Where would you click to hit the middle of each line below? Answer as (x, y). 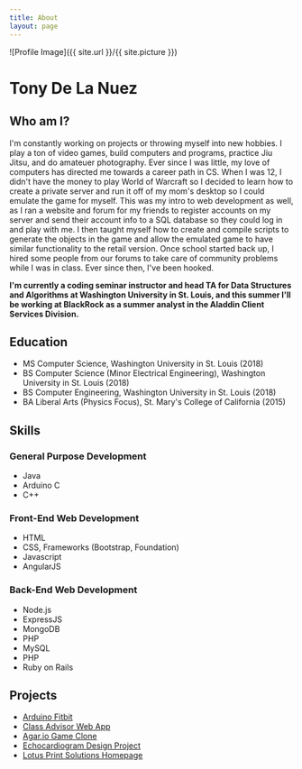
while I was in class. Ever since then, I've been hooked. (112, 268)
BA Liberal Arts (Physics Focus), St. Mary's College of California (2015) (154, 402)
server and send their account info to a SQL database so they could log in (146, 220)
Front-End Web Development (74, 517)
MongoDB (41, 628)
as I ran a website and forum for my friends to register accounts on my (140, 210)
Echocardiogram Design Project (82, 746)
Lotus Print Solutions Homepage (82, 755)
